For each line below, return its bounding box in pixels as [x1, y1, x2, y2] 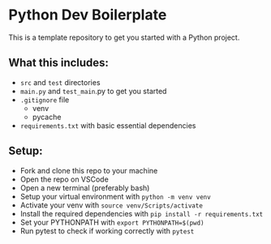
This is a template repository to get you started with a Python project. [8, 32, 240, 42]
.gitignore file [19, 95, 70, 105]
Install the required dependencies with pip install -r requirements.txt [19, 208, 264, 218]
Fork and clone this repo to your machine [19, 165, 158, 175]
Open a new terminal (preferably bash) [19, 182, 150, 192]
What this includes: [8, 56, 110, 70]
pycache [32, 112, 62, 122]
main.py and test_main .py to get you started [19, 86, 167, 96]
